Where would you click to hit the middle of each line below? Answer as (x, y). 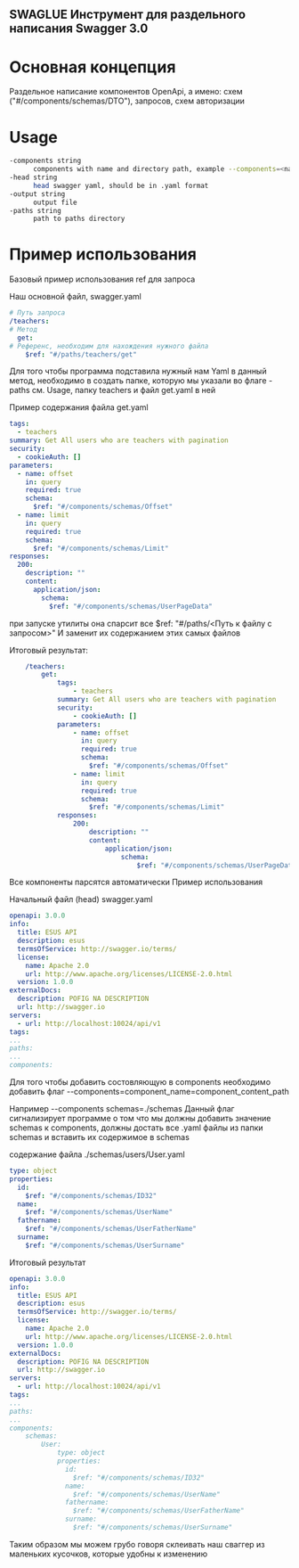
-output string (37, 194)
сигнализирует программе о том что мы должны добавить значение (140, 1119)
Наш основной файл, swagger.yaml (76, 297)
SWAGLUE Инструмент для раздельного (128, 15)
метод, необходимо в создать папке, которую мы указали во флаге (138, 381)
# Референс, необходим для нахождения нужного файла (109, 346)
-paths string (36, 210)
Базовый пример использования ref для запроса (102, 279)
